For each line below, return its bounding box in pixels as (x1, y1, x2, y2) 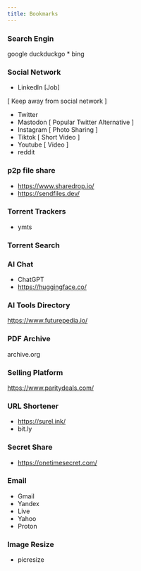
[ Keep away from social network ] (7, 97, 107, 106)
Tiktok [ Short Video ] (17, 133, 80, 142)
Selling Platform (7, 367, 63, 377)
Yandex (17, 499, 40, 508)
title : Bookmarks (7, 10, 59, 18)
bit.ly (17, 424, 32, 434)
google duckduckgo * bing (7, 49, 85, 58)
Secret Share (7, 442, 53, 452)
